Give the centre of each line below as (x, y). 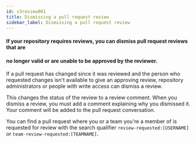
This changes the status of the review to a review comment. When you (92, 98)
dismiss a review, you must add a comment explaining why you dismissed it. (98, 104)
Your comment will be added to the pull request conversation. (81, 110)
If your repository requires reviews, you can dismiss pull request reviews (97, 41)
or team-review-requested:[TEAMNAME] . (52, 134)
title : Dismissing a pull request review (58, 17)
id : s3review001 (26, 11)
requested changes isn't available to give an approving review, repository (95, 80)
